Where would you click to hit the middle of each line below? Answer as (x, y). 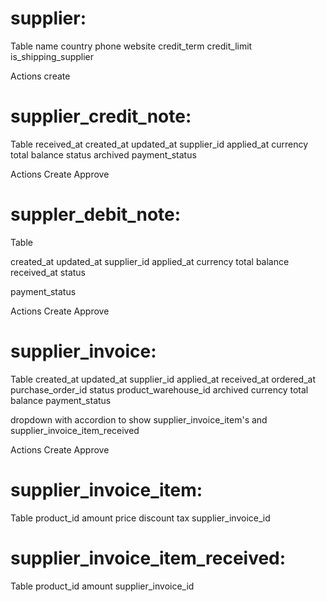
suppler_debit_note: (96, 214)
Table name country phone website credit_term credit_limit (131, 46)
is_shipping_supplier (52, 56)
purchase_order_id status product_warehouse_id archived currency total (159, 389)
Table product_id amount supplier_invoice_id (102, 586)
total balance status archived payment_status (103, 154)
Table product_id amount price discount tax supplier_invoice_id (140, 518)
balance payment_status (61, 400)
